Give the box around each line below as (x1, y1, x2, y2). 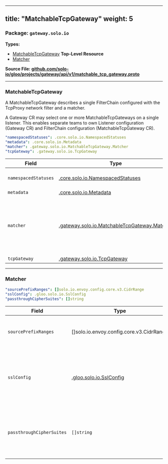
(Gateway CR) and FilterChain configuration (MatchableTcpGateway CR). (5, 125, 155, 131)
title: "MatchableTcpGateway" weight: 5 (5, 14, 133, 23)
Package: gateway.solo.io (5, 29, 69, 36)
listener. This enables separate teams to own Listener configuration (5, 119, 144, 125)
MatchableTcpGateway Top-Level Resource (12, 50, 104, 56)
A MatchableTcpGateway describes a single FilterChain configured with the (5, 99, 160, 105)
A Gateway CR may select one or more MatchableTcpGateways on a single (5, 114, 159, 120)
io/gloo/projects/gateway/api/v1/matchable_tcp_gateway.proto (5, 71, 140, 77)
